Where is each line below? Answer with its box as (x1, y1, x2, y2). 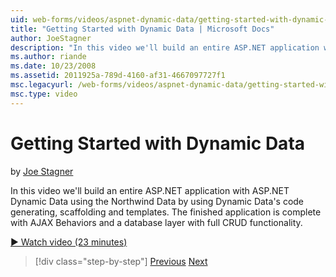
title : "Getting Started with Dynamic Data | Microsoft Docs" (10, 24, 275, 34)
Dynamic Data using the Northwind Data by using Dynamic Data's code (10, 195, 305, 207)
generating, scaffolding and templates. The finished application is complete (10, 206, 322, 218)
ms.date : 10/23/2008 (10, 61, 97, 71)
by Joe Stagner (10, 165, 74, 177)
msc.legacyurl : (10, 80, 74, 90)
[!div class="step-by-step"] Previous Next (34, 255, 208, 267)
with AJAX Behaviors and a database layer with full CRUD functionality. (10, 216, 303, 228)
